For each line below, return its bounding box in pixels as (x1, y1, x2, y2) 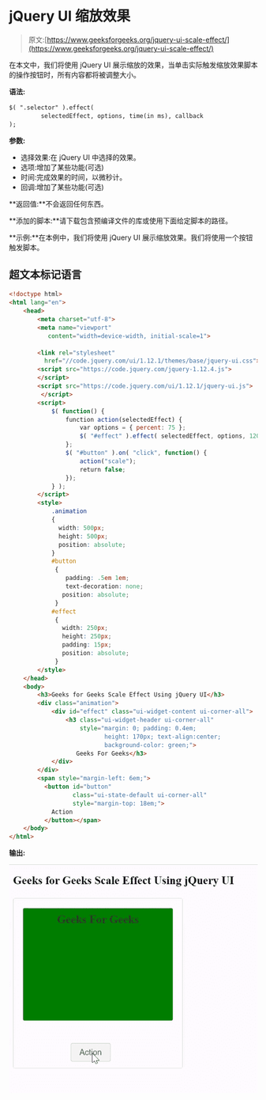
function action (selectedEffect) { (65, 415, 182, 423)
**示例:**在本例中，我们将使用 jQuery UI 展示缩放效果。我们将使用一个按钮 (9, 233, 253, 242)
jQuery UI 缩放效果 (9, 7, 131, 25)
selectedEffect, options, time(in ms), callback (40, 112, 204, 119)
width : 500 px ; (58, 524, 105, 532)
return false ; (79, 465, 126, 473)
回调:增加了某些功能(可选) (20, 182, 105, 192)
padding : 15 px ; (62, 641, 112, 649)
